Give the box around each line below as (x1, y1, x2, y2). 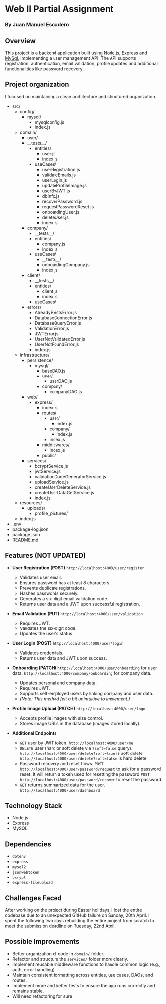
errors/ (27, 304, 42, 310)
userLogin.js (42, 177, 67, 183)
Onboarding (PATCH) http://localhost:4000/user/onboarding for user (12, 665, 157, 671)
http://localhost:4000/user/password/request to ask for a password (19, 766, 161, 772)
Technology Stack (5, 801, 62, 810)
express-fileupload (12, 880, 53, 885)
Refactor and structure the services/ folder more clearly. (12, 956, 129, 962)
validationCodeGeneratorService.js (34, 473, 107, 479)
